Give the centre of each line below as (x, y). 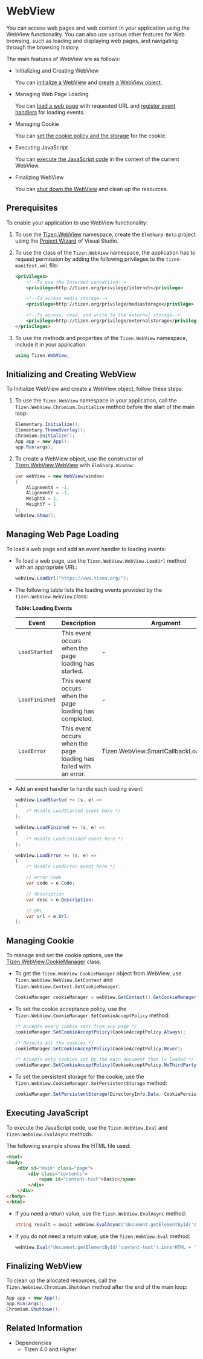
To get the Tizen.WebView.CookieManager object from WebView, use (98, 974)
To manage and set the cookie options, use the (65, 955)
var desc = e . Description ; (60, 900)
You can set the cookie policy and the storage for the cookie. (91, 136)
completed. (77, 718)
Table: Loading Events (43, 608)
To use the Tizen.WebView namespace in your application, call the (96, 401)
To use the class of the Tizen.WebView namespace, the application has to (105, 252)
